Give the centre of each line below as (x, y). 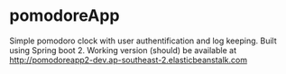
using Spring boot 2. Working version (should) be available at (123, 50)
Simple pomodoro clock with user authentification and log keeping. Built (143, 41)
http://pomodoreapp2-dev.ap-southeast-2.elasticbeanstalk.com (129, 60)
